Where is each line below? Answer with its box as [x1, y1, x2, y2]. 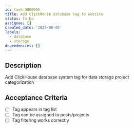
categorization [5, 79, 34, 85]
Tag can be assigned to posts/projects [12, 112, 90, 118]
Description [5, 61, 41, 70]
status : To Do [5, 16, 34, 21]
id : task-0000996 [5, 7, 40, 12]
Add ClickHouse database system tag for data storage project [5, 74, 129, 80]
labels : [5, 30, 21, 35]
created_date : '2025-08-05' [5, 25, 62, 30]
